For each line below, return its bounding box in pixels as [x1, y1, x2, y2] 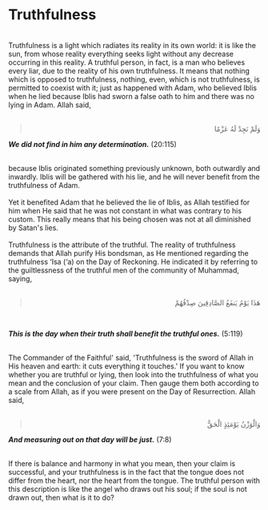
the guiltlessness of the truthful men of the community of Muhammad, [8, 265, 240, 275]
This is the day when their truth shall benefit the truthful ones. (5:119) [8, 329, 243, 338]
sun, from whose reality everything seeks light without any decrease [8, 49, 234, 58]
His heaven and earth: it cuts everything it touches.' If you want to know [8, 361, 246, 371]
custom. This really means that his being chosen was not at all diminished [8, 214, 251, 224]
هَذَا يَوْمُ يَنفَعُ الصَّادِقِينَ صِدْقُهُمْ [174, 297, 261, 307]
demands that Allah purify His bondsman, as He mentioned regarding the [8, 248, 250, 257]
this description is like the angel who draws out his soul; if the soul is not [8, 484, 247, 493]
